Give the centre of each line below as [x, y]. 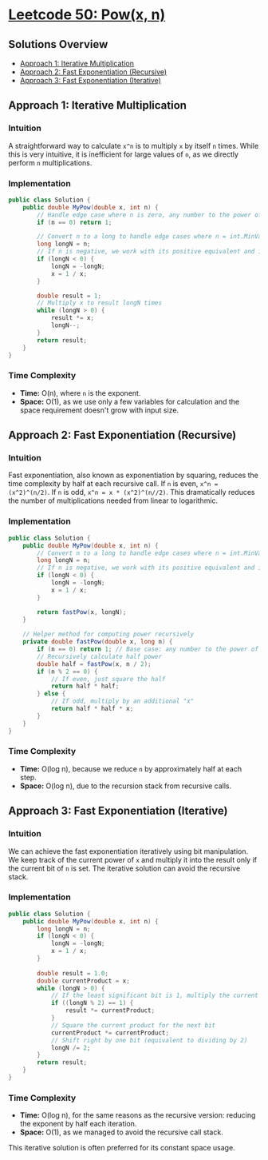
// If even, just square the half [108, 679]
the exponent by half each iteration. [78, 1124]
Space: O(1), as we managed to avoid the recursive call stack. [121, 1132]
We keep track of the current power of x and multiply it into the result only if [133, 859]
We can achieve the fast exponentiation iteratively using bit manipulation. [128, 851]
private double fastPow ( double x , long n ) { [98, 642]
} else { [51, 694]
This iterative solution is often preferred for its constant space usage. [122, 1148]
